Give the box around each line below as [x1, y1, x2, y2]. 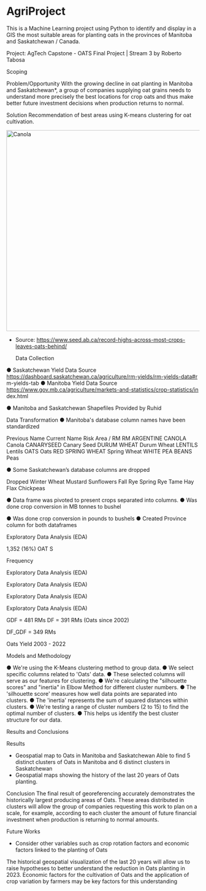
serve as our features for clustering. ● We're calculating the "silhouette [6, 677, 187, 684]
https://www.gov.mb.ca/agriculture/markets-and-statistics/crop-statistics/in [6, 385, 199, 393]
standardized [6, 422, 40, 430]
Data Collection [15, 354, 55, 361]
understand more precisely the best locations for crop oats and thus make [6, 93, 194, 100]
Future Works [6, 827, 41, 835]
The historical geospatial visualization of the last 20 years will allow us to [6, 858, 190, 865]
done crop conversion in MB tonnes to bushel [6, 503, 121, 510]
